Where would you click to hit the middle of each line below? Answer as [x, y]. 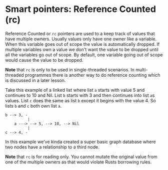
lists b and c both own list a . [33, 106]
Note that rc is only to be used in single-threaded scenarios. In [70, 70]
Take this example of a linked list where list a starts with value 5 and [75, 90]
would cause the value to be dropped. [44, 60]
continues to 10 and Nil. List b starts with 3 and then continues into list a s [80, 95]
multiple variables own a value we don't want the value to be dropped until [82, 49]
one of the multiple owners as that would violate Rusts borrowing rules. [78, 162]
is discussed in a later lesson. [35, 80]
